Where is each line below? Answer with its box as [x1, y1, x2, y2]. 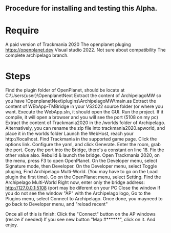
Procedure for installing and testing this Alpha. [5, 4, 158, 13]
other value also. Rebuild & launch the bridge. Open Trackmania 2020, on [5, 152, 160, 158]
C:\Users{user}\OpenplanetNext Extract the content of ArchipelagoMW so [5, 92, 162, 99]
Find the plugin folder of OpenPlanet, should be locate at [5, 87, 125, 94]
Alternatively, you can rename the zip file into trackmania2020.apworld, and [5, 125, 165, 131]
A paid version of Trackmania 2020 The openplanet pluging [5, 41, 131, 48]
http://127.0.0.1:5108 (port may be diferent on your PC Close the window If [5, 185, 161, 191]
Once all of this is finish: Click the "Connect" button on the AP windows [5, 211, 156, 217]
